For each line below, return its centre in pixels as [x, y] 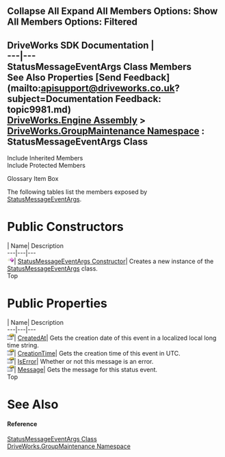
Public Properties [57, 304]
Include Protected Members [46, 165]
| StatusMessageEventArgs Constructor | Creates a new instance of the [114, 261]
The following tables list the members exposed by [77, 192]
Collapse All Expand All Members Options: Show [112, 11]
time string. [23, 345]
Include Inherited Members [45, 158]
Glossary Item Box [33, 179]
